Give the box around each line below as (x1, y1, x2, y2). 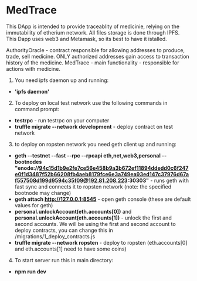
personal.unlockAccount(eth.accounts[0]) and (14, 208, 132, 215)
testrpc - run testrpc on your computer (14, 116, 110, 124)
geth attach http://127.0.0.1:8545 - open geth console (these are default (14, 196, 191, 203)
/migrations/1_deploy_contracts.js (14, 232, 96, 240)
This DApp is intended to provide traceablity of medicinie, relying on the (6, 23, 180, 30)
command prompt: (14, 105, 60, 112)
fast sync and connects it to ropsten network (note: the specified (14, 183, 172, 190)
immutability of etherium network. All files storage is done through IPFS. (6, 29, 180, 36)
